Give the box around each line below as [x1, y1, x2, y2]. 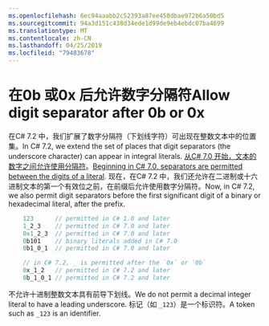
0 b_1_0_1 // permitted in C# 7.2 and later [22, 274, 171, 282]
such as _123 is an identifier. [8, 308, 101, 318]
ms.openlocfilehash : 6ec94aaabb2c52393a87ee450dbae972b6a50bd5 [8, 11, 225, 20]
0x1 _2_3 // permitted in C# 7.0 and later [22, 230, 171, 238]
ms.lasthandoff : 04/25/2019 [8, 42, 103, 50]
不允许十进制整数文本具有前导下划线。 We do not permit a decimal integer [8, 289, 251, 299]
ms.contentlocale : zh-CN [8, 34, 92, 43]
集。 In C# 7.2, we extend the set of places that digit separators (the [8, 141, 231, 151]
